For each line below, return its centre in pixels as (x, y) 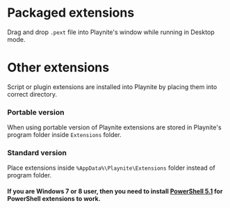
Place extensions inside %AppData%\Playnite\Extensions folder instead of (111, 168)
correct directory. (32, 94)
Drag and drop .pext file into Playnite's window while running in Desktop (111, 32)
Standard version (37, 153)
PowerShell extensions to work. (54, 199)
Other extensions (58, 68)
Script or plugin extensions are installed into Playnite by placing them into (112, 87)
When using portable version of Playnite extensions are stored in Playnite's (114, 127)
